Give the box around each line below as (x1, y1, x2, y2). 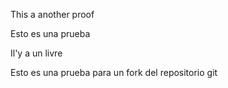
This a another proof (10, 9, 95, 20)
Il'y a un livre (10, 47, 63, 59)
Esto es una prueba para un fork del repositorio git (10, 67, 218, 78)
